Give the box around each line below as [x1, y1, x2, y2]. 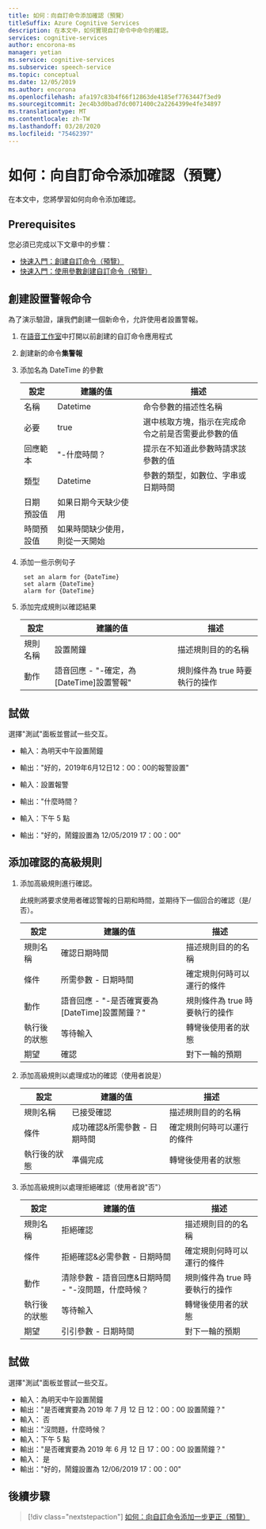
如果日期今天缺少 [57, 497, 121, 508]
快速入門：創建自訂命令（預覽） [19, 257, 124, 266]
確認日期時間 [60, 947, 109, 958]
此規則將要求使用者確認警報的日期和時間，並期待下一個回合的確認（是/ [19, 895, 252, 905]
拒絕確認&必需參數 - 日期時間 [61, 1251, 172, 1262]
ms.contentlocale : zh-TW [8, 115, 90, 123]
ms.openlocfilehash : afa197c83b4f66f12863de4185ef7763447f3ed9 [8, 93, 222, 101]
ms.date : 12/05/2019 [8, 78, 77, 86]
